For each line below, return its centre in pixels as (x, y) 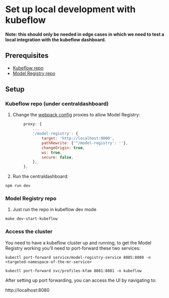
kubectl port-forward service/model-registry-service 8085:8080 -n (78, 257)
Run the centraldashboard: (40, 176)
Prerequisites (27, 56)
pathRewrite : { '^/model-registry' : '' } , (85, 143)
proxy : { (33, 124)
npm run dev (18, 186)
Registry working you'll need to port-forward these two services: (73, 248)
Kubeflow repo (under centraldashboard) (57, 104)
